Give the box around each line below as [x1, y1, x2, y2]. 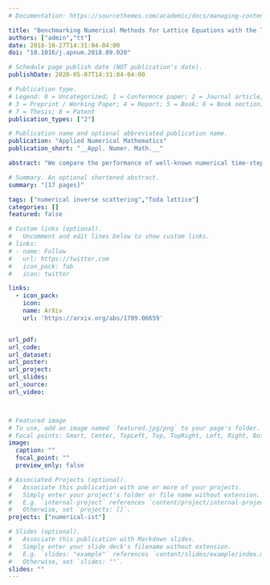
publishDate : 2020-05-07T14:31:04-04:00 [8, 71, 146, 79]
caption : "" [15, 447, 56, 455]
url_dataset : [8, 350, 52, 358]
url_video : [8, 387, 45, 396]
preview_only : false [15, 461, 84, 469]
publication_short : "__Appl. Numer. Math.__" [8, 145, 163, 153]
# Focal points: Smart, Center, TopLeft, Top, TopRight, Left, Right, [8, 432, 250, 440]
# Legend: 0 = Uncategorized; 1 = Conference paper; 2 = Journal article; [8, 92, 264, 100]
